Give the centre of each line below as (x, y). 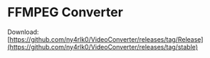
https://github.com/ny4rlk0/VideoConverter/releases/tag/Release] (106, 39)
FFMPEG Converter (65, 12)
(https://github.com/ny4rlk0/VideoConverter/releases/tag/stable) (103, 47)
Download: (23, 32)
